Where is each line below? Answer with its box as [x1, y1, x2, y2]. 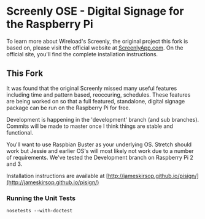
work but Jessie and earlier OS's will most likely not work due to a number [6, 147, 195, 154]
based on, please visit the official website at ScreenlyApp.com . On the [6, 44, 184, 51]
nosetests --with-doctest [6, 208, 72, 214]
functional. [6, 128, 34, 136]
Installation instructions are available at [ [6, 172, 109, 179]
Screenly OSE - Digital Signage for [6, 4, 184, 18]
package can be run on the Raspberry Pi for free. [6, 104, 131, 111]
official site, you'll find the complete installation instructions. [6, 50, 158, 58]
